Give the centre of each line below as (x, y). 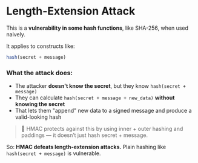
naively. (16, 34)
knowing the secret (40, 104)
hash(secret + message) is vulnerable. (54, 153)
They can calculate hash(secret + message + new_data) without (95, 98)
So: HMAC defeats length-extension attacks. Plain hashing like (86, 147)
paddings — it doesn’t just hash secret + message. (84, 135)
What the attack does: (39, 73)
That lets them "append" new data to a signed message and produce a (103, 111)
